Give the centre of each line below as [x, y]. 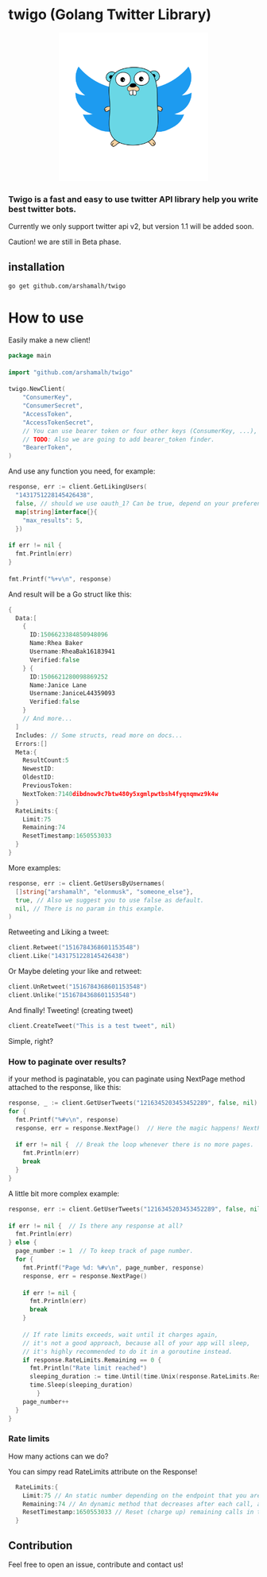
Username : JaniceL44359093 [72, 694]
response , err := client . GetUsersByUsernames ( [87, 883]
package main [30, 355]
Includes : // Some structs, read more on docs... [99, 735]
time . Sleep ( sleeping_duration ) [81, 1385]
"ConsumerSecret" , [53, 406]
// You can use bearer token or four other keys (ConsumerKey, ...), [140, 431]
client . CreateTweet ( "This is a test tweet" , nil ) [92, 1026]
